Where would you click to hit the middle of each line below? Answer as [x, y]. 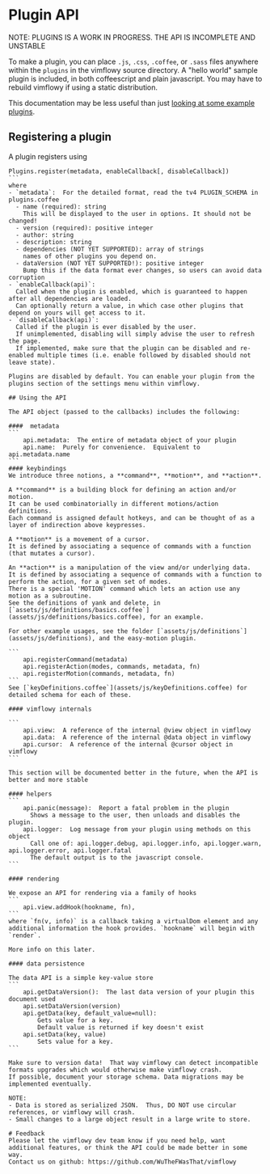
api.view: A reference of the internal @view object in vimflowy [137, 730]
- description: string [54, 242]
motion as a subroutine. [50, 596]
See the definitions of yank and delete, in [84, 603]
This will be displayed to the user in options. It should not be [137, 213]
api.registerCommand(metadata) [76, 659]
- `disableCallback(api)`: [54, 320]
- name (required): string [61, 207]
